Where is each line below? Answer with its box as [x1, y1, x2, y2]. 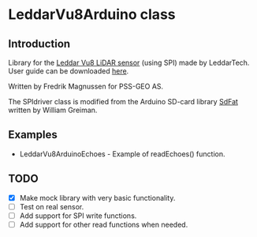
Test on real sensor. [19, 201, 84, 211]
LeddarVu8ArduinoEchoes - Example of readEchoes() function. [19, 149, 226, 159]
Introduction [8, 37, 71, 51]
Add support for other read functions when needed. [19, 220, 188, 229]
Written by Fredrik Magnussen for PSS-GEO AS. [8, 81, 164, 91]
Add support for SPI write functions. [19, 211, 137, 220]
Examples [8, 128, 58, 141]
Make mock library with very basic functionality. [19, 193, 176, 202]
